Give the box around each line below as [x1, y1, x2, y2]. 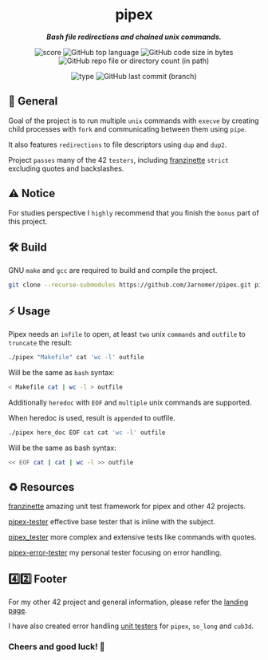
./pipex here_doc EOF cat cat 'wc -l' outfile [8, 429, 166, 437]
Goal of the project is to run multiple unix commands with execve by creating [8, 116, 259, 125]
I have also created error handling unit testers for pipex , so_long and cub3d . [8, 621, 254, 631]
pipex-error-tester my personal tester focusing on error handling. [8, 548, 222, 558]
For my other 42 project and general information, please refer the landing [8, 597, 249, 607]
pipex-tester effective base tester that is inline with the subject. [8, 517, 216, 527]
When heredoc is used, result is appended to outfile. [8, 413, 175, 422]
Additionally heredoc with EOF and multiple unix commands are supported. [8, 397, 252, 407]
